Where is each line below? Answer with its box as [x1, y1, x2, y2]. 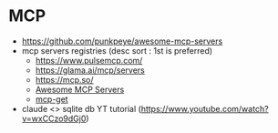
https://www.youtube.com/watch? [140, 103, 270, 114]
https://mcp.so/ [35, 74, 94, 85]
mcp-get [35, 93, 69, 105]
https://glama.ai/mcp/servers [35, 65, 145, 76]
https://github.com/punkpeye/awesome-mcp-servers [21, 36, 223, 46]
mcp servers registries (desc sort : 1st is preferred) [21, 45, 213, 56]
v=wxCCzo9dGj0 [21, 113, 87, 124]
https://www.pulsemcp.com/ [35, 55, 143, 66]
